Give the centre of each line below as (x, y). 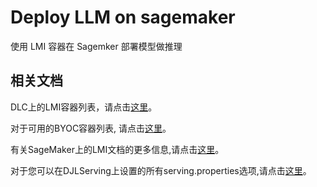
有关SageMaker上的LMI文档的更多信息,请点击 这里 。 (117, 149)
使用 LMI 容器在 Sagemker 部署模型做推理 (96, 46)
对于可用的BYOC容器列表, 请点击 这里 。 (91, 128)
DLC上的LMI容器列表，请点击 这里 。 (84, 107)
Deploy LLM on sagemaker (123, 17)
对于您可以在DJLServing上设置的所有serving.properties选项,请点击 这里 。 (161, 170)
